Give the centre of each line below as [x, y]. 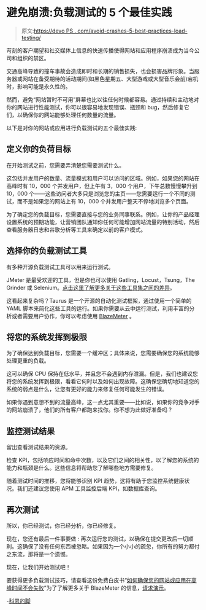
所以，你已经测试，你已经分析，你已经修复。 [63, 526]
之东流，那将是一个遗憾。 [39, 554]
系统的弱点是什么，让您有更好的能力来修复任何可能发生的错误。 [87, 389]
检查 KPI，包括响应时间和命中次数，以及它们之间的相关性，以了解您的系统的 [103, 460]
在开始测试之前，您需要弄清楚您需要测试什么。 [65, 165]
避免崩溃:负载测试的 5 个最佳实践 [90, 13]
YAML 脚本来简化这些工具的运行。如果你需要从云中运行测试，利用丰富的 [98, 308]
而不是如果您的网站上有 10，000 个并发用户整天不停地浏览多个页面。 [104, 201]
